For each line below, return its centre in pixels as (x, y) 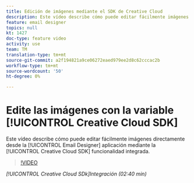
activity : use (23, 44)
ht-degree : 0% (23, 76)
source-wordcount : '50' (35, 71)
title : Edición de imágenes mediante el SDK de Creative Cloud (84, 11)
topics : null (22, 28)
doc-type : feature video (36, 38)
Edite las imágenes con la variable (90, 110)
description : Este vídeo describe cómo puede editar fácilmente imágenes (98, 17)
